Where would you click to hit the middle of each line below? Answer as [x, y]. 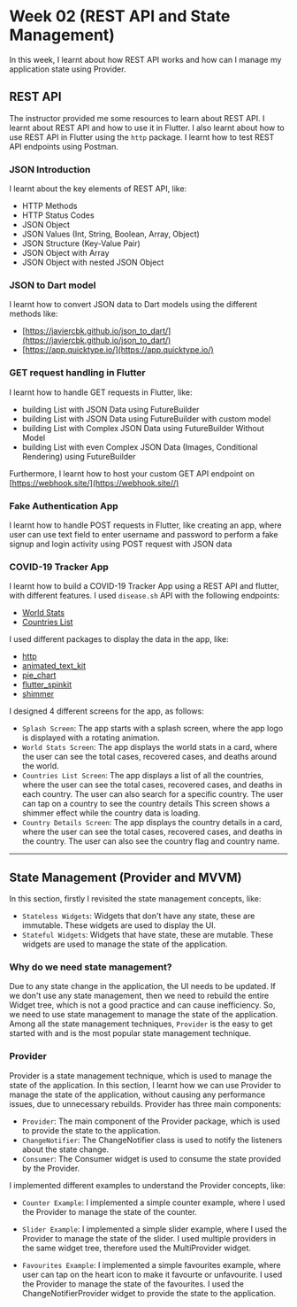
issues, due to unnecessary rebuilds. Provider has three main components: [145, 1103]
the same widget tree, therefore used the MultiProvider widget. [137, 1248]
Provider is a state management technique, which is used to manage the [141, 1075]
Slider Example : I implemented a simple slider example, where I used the [154, 1229]
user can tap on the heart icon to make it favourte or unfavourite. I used [152, 1274]
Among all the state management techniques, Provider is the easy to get [141, 1024]
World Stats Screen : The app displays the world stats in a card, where [149, 747]
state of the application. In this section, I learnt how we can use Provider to [145, 1085]
